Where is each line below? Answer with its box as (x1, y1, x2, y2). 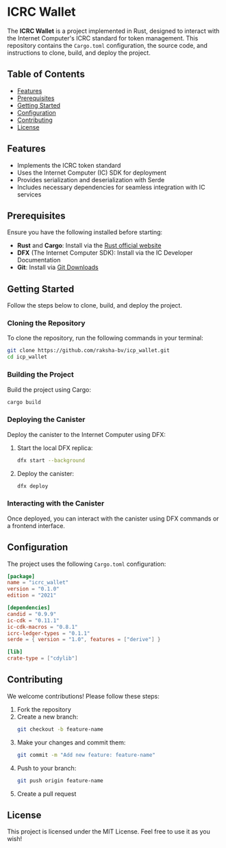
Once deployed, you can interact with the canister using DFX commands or (7, 514, 219, 523)
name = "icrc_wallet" (7, 579, 69, 586)
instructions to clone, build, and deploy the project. (7, 49, 151, 57)
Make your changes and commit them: (16, 738, 126, 747)
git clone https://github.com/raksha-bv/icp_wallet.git (7, 347, 170, 354)
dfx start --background (16, 457, 86, 464)
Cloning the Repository (7, 319, 86, 328)
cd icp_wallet (7, 353, 48, 360)
